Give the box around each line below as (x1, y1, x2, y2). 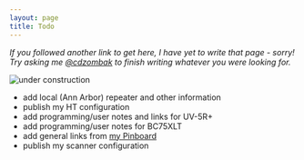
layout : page (9, 13, 59, 23)
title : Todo (9, 22, 55, 31)
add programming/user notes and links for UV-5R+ (22, 111, 214, 122)
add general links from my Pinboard (22, 130, 157, 141)
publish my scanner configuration (22, 140, 149, 151)
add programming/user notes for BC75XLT (22, 120, 182, 132)
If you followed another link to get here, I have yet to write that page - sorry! (9, 46, 296, 57)
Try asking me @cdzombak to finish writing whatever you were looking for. (9, 56, 291, 67)
